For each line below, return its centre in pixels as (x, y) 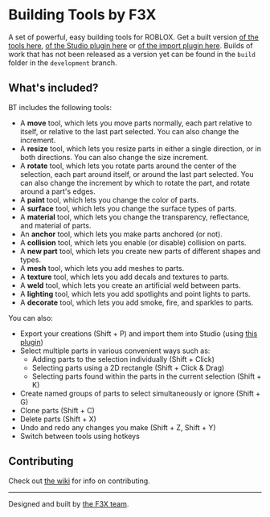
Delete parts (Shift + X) (58, 419)
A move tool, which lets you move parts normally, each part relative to (136, 123)
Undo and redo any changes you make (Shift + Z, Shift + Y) (118, 427)
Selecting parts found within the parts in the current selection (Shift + (147, 376)
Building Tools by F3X (82, 15)
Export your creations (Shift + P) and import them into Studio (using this (139, 333)
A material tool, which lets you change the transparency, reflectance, (135, 217)
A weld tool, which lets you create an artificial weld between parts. (130, 285)
